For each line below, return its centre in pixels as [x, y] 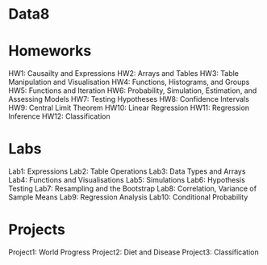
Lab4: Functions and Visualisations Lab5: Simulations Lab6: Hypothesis [127, 180]
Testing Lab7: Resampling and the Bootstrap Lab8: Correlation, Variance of [132, 189]
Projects [37, 230]
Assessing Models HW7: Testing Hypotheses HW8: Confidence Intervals [129, 99]
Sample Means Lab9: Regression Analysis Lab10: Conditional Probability [128, 197]
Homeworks [50, 51]
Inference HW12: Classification [59, 116]
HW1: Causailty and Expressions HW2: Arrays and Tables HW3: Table [124, 74]
